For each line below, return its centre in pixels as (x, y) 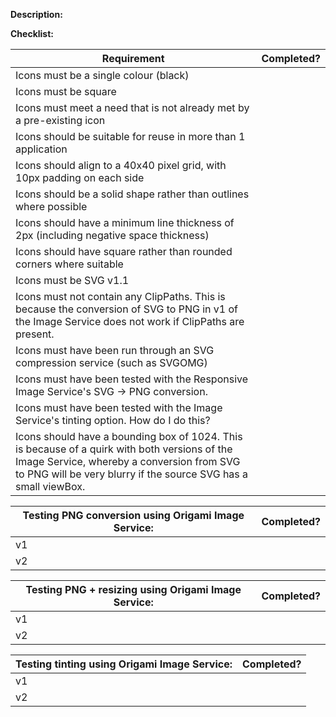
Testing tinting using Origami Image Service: (124, 664)
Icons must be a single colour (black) (102, 75)
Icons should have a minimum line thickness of (125, 222)
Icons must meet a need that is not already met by (132, 107)
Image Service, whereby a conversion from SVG (128, 461)
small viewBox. (50, 486)
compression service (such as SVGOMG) (111, 362)
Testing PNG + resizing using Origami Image (133, 589)
